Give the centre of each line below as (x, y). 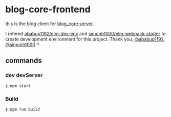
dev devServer (24, 75)
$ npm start (18, 86)
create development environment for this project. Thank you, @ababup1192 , (85, 39)
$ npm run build (23, 109)
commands (24, 61)
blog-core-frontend (48, 9)
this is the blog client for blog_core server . (50, 24)
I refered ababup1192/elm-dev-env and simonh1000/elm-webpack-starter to (85, 33)
